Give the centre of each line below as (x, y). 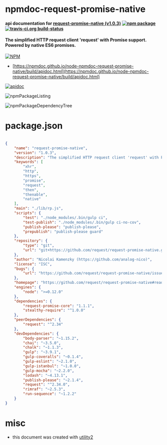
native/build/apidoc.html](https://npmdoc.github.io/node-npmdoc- (81, 71)
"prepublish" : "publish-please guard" (63, 231)
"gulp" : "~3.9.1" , (42, 352)
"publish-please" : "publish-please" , (62, 227)
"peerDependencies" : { (38, 320)
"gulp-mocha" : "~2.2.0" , (49, 371)
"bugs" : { (24, 269)
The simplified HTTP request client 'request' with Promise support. (76, 40)
